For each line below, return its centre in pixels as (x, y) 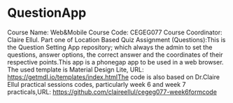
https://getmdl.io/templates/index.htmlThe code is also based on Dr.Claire (114, 77)
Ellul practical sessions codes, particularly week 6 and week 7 (97, 84)
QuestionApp (47, 13)
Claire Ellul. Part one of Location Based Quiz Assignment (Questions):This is (116, 39)
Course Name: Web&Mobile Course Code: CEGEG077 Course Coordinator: (115, 32)
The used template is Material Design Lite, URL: (76, 69)
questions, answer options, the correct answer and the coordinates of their (115, 55)
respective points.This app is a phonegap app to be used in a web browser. (115, 62)
